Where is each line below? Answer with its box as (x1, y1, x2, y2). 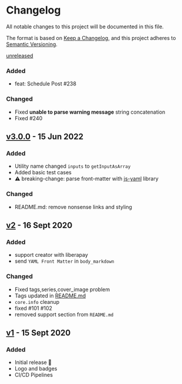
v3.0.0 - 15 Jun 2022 (6, 131, 84, 141)
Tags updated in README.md (14, 292, 86, 299)
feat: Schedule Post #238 (14, 80, 76, 87)
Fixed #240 (14, 114, 43, 121)
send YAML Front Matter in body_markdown (14, 257, 114, 265)
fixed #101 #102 (14, 304, 53, 312)
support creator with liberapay (14, 251, 88, 259)
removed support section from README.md (14, 310, 114, 318)
